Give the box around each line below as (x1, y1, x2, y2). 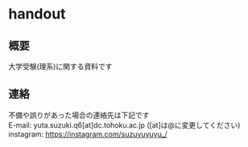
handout (8, 5, 66, 23)
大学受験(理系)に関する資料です (8, 62, 113, 71)
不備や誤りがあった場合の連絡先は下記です (8, 110, 150, 120)
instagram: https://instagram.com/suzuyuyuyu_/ (8, 129, 167, 139)
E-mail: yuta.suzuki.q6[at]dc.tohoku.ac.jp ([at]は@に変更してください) (8, 120, 241, 129)
